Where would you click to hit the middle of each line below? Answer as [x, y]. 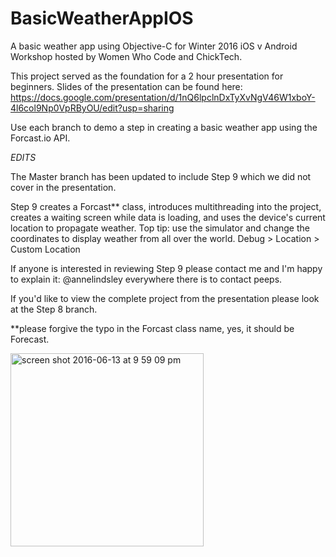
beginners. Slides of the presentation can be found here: [126, 86]
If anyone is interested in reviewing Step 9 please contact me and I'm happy [166, 268]
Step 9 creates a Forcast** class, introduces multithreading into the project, [166, 206]
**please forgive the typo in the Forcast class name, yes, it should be [152, 328]
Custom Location [45, 249]
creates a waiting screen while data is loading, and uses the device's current [168, 217]
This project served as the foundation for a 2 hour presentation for [147, 76]
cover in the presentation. [63, 187]
